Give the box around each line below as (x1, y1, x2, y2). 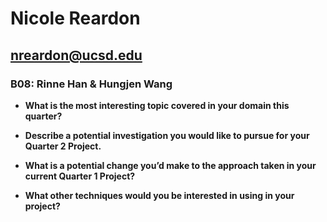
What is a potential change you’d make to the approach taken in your (24, 159, 317, 171)
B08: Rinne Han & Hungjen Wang (10, 77, 173, 91)
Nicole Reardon (10, 7, 141, 30)
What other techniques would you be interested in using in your (24, 189, 295, 201)
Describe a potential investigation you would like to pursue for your (24, 129, 310, 141)
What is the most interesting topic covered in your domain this (24, 99, 290, 111)
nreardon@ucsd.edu (10, 47, 143, 64)
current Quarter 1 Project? (24, 170, 136, 182)
